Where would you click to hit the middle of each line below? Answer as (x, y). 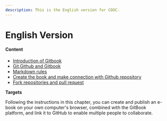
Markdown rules (30, 72)
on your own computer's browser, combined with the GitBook (82, 108)
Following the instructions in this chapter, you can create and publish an (81, 102)
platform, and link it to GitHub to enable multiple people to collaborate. (79, 113)
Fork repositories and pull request (48, 82)
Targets (14, 93)
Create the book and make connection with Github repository (77, 77)
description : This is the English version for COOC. (63, 10)
